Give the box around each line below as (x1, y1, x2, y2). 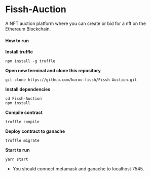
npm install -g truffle (5, 58, 56, 64)
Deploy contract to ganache (5, 128, 65, 134)
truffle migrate (5, 138, 40, 143)
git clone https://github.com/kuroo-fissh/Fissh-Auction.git (5, 77, 137, 82)
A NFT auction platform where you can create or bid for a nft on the (5, 20, 146, 26)
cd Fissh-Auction (5, 96, 42, 101)
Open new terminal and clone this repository (5, 68, 101, 74)
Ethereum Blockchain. (5, 25, 51, 32)
